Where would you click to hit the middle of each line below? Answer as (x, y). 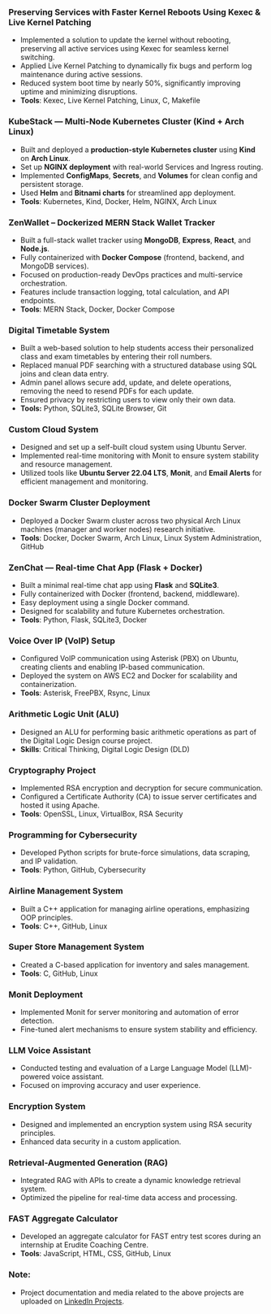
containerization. (48, 685)
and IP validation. (49, 861)
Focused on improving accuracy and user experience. (110, 1086)
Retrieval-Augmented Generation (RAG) (88, 1163)
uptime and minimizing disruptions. (79, 92)
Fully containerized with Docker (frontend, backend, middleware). (130, 594)
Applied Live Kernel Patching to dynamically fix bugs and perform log (136, 66)
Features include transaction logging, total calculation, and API (125, 292)
